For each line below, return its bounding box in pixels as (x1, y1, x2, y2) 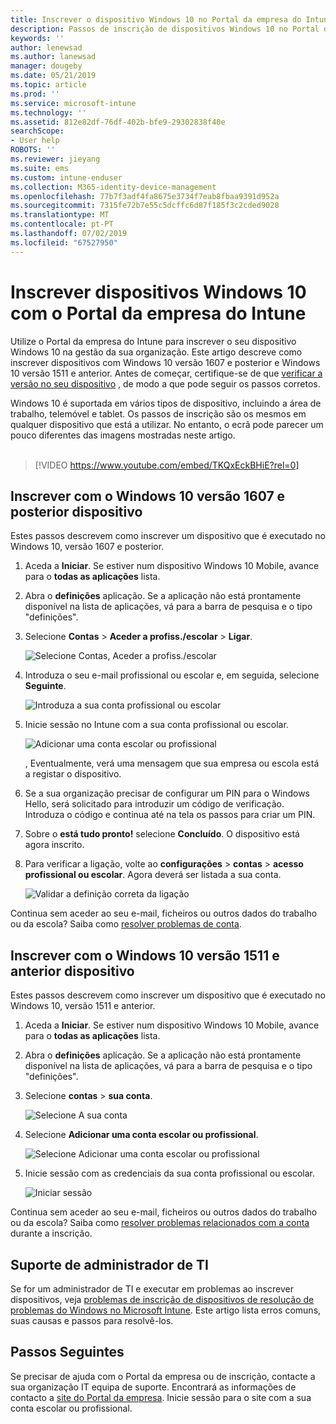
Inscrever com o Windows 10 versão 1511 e (10, 947, 280, 964)
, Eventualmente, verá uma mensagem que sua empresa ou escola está (24, 757, 320, 770)
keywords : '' (10, 33, 65, 43)
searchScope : (10, 126, 65, 136)
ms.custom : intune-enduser (10, 172, 123, 183)
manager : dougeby (10, 61, 83, 71)
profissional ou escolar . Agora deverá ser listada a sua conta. (24, 869, 282, 881)
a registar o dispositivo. (24, 768, 122, 780)
